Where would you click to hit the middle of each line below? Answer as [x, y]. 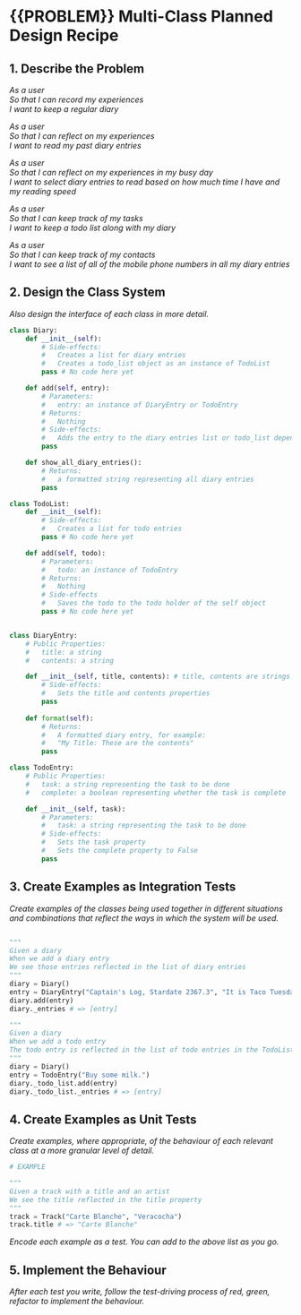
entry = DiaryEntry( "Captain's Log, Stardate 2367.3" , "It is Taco [138, 992]
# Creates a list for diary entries [114, 356]
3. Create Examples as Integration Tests [123, 887]
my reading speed [43, 191]
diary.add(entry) [42, 1001]
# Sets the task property [94, 842]
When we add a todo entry [57, 1042]
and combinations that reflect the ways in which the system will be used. [144, 918]
